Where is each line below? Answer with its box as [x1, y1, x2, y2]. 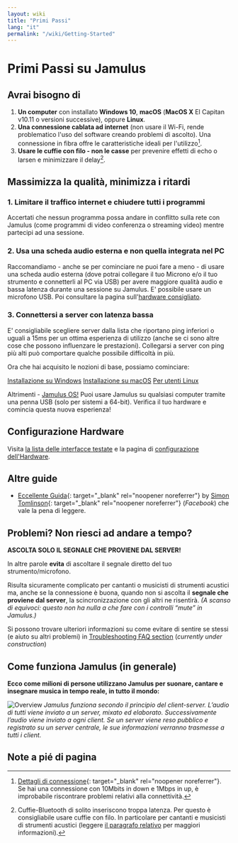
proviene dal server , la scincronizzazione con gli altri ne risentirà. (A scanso [7, 596, 231, 605]
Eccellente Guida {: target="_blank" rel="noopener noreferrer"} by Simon [17, 491, 229, 500]
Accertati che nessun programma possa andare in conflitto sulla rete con [7, 214, 220, 222]
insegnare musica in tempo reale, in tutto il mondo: [7, 687, 160, 695]
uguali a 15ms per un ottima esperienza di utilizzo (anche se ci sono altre [7, 334, 220, 342]
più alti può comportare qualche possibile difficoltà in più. [7, 348, 176, 357]
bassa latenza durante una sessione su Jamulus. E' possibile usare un [7, 285, 211, 293]
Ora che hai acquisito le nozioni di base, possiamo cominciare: [7, 363, 190, 371]
